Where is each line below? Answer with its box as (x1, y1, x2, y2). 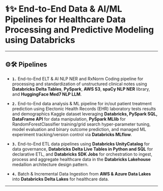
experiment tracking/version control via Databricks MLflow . (12, 131, 132, 137)
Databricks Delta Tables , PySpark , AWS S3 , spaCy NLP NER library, (12, 86, 150, 92)
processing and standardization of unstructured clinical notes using (12, 81, 147, 87)
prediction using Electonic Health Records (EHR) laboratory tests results (12, 106, 156, 111)
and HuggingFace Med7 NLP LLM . (12, 91, 82, 97)
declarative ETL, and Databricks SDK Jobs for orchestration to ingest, (12, 151, 153, 157)
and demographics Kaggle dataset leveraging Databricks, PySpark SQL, (12, 111, 158, 117)
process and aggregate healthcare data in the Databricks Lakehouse (12, 156, 151, 162)
